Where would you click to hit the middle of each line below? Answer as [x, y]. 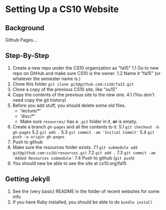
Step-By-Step [27, 56]
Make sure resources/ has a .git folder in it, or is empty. [78, 121]
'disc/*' [28, 116]
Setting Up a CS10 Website [62, 9]
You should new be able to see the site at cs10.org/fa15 [69, 163]
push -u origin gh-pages [38, 137]
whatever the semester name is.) [47, 79]
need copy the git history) [39, 100]
